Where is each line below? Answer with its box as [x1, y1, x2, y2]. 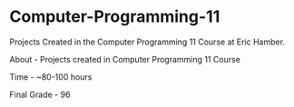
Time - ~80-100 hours [9, 71, 93, 83]
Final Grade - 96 [9, 89, 71, 100]
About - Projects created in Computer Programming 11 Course [9, 53, 240, 64]
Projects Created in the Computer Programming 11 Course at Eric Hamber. [9, 36, 286, 47]
